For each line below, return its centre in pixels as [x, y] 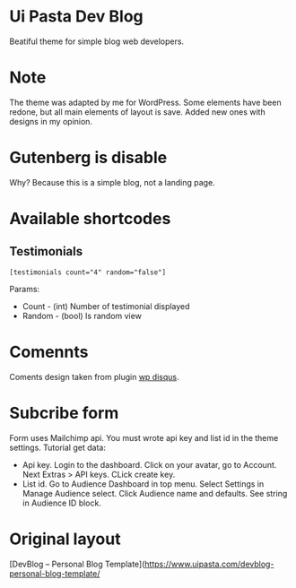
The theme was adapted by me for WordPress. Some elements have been [145, 102]
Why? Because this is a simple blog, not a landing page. [112, 182]
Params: [25, 289]
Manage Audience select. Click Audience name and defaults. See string [155, 493]
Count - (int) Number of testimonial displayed [106, 306]
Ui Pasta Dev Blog [76, 17]
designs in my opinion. [51, 121]
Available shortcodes [90, 219]
